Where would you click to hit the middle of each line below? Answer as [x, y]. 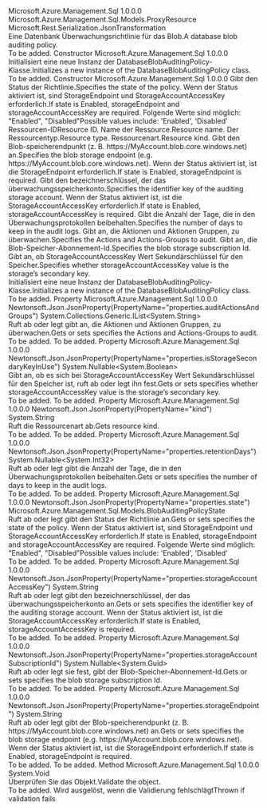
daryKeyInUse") [34, 367]
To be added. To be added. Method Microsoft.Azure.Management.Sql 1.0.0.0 [134, 765]
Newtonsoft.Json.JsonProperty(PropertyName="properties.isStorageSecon [133, 358]
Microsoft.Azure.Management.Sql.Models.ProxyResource [102, 19]
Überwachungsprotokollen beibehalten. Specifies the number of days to [126, 222]
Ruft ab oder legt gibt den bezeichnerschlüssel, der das [99, 595]
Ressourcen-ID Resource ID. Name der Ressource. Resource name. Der [124, 130]
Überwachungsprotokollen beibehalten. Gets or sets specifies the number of [133, 477]
